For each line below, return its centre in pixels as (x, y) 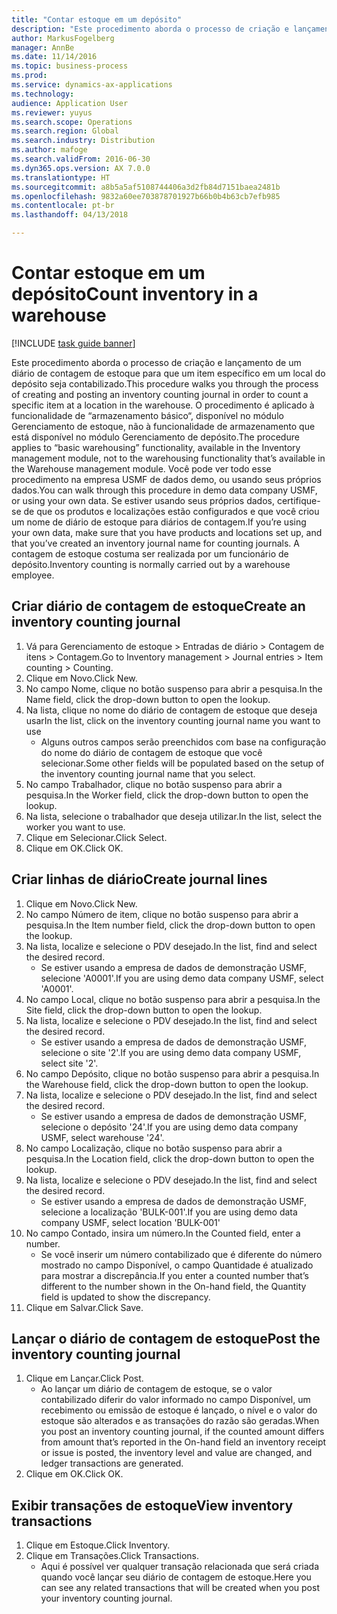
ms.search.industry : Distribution (83, 141)
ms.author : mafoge (49, 150)
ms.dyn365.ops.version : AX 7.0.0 (81, 168)
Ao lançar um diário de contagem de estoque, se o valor (156, 1389)
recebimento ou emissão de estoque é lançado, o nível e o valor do (179, 1410)
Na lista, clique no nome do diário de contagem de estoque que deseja (171, 710)
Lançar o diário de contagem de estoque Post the (166, 1338)
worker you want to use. (75, 827)
